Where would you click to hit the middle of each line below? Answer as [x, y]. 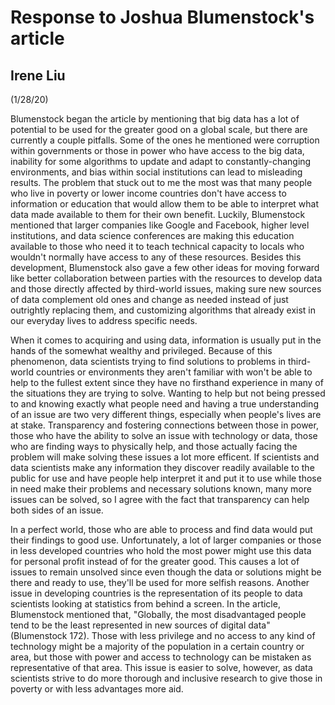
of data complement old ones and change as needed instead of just [149, 299]
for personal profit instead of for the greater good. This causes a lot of [155, 561]
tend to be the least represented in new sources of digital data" [140, 625]
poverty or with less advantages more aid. [97, 689]
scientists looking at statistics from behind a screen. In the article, [145, 604]
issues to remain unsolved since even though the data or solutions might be [166, 572]
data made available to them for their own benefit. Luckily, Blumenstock [158, 214]
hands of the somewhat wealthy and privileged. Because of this [141, 350]
